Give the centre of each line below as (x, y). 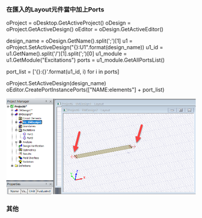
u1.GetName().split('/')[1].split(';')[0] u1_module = (67, 54)
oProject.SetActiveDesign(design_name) (56, 83)
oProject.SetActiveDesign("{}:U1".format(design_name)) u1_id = (85, 47)
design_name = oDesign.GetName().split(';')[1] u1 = (70, 41)
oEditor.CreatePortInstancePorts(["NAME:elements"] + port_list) (85, 90)
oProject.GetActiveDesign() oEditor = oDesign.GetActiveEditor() (85, 29)
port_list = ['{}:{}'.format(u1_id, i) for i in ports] (63, 72)
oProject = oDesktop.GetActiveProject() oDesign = (69, 23)
